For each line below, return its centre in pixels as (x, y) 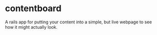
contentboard (33, 9)
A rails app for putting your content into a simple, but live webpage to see (78, 22)
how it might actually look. (31, 27)
